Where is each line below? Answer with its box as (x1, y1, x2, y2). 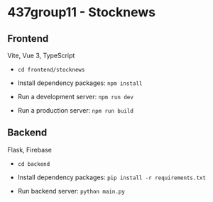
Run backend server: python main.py (17, 186, 126, 195)
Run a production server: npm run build (17, 106, 133, 114)
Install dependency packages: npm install (17, 79, 143, 87)
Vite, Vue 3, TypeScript (7, 51, 75, 60)
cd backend (17, 160, 50, 167)
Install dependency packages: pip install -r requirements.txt (17, 173, 206, 181)
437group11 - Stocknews (7, 4, 156, 21)
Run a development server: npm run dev (17, 93, 133, 101)
